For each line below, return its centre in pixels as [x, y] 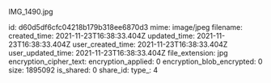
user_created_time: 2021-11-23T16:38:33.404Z [150, 44]
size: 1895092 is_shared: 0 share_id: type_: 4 [83, 70]
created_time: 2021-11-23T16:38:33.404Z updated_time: [102, 36]
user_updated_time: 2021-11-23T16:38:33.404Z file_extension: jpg [118, 53]
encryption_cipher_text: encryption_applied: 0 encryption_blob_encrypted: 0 [135, 61]
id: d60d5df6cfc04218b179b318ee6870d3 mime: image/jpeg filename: [125, 27]
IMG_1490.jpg [31, 12]
